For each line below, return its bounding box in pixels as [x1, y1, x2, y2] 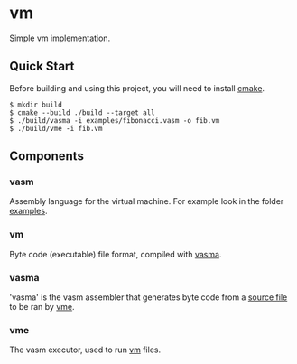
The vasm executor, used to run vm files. [9, 344, 161, 355]
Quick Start [9, 59, 75, 74]
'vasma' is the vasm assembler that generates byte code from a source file [9, 292, 288, 303]
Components [9, 148, 84, 164]
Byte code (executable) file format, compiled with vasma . [9, 248, 222, 259]
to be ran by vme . [9, 302, 75, 313]
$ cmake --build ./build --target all [9, 107, 155, 117]
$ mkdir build [9, 100, 63, 109]
